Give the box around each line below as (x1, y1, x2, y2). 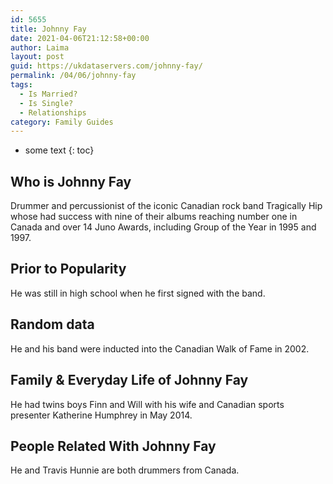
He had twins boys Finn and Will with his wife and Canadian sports (10, 398, 285, 410)
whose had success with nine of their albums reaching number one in (10, 211, 298, 223)
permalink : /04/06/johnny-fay (10, 71, 137, 81)
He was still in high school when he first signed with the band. (10, 287, 266, 299)
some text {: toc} (24, 144, 95, 156)
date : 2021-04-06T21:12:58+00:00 (10, 33, 150, 43)
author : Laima (10, 42, 70, 53)
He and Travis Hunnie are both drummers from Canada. (10, 464, 240, 476)
